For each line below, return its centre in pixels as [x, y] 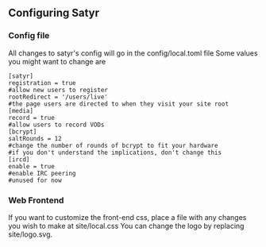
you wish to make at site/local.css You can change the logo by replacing [126, 226]
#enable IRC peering [42, 173]
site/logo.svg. [31, 234]
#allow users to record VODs [56, 125]
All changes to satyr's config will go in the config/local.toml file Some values [133, 53]
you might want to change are [57, 61]
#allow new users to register [58, 90]
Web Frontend [36, 200]
